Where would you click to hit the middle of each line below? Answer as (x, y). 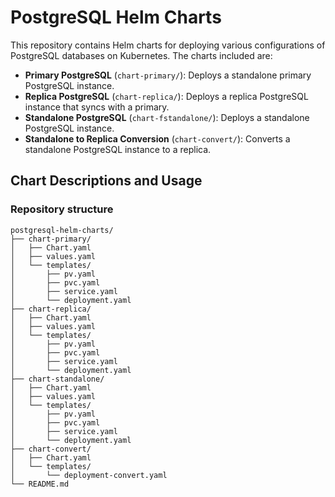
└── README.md (40, 484)
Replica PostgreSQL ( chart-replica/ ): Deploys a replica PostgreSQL (166, 96)
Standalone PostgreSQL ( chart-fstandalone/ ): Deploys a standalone (167, 117)
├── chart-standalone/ (57, 379)
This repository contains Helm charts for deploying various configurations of (168, 45)
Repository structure (62, 209)
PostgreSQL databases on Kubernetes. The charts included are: (141, 55)
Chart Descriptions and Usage (106, 181)
